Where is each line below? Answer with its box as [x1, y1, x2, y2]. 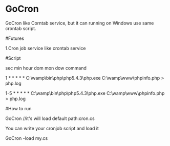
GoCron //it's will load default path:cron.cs [5, 115, 95, 121]
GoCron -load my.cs [5, 135, 48, 141]
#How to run [5, 105, 32, 111]
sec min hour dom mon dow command [5, 65, 87, 71]
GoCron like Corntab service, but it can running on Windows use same [5, 20, 154, 26]
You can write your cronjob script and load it [5, 125, 99, 131]
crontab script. [5, 25, 37, 31]
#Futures [5, 35, 25, 41]
